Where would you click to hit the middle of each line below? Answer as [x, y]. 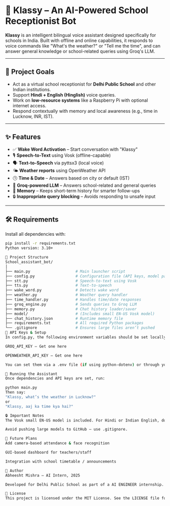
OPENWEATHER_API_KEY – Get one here [44, 355]
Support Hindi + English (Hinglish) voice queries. [64, 95]
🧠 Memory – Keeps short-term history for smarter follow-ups [76, 191]
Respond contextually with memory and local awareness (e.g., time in [85, 111]
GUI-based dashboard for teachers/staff [49, 452]
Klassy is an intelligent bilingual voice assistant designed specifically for [81, 35]
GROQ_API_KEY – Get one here [36, 346]
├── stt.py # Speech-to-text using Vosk [71, 281]
